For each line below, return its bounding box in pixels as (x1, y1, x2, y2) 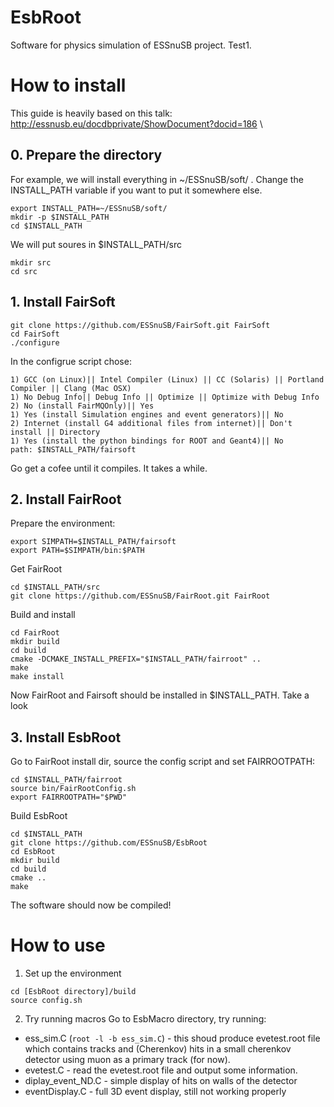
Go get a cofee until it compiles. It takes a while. (10, 462, 208, 474)
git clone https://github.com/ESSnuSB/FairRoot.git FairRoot (10, 591, 271, 601)
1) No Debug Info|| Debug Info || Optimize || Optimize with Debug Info (10, 392, 320, 402)
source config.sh (10, 996, 83, 1006)
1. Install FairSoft (10, 294, 116, 311)
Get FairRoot (10, 563, 62, 575)
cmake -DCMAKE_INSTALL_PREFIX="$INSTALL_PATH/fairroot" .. (10, 654, 262, 665)
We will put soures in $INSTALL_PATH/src (10, 238, 182, 250)
